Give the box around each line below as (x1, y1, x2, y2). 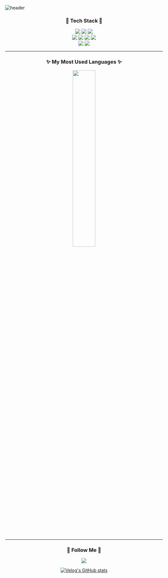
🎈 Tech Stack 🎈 (65, 17, 102, 24)
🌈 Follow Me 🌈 (66, 546, 101, 553)
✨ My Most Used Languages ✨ (46, 58, 122, 65)
